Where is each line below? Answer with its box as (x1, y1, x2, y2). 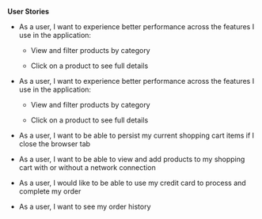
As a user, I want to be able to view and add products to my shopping (18, 154, 245, 164)
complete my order (18, 187, 82, 196)
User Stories (7, 7, 49, 16)
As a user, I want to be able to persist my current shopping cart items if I (18, 130, 255, 140)
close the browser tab (18, 139, 91, 149)
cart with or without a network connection (18, 163, 156, 172)
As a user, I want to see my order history (18, 202, 151, 211)
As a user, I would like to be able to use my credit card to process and (18, 178, 246, 187)
